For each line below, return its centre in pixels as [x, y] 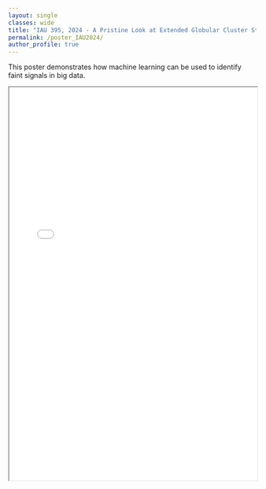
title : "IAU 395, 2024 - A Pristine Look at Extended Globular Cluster [128, 30]
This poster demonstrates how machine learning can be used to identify [125, 67]
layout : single [33, 15]
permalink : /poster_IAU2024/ [56, 37]
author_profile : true [44, 45]
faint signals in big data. [47, 75]
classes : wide [31, 23]
